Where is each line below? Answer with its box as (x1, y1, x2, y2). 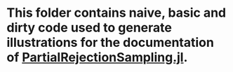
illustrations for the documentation (6, 35, 215, 50)
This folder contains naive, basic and (6, 5, 226, 21)
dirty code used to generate (6, 20, 173, 36)
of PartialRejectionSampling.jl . (6, 50, 188, 66)
